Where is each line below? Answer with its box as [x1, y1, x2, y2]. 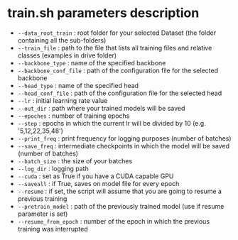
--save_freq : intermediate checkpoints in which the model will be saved [17, 141, 229, 150]
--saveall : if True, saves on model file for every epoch [17, 179, 180, 187]
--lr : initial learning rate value [17, 96, 108, 104]
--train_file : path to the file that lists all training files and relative [17, 43, 212, 52]
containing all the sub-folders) [17, 36, 107, 44]
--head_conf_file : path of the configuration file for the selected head [17, 89, 222, 97]
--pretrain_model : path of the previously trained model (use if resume [17, 202, 225, 210]
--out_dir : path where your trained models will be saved [17, 104, 185, 112]
